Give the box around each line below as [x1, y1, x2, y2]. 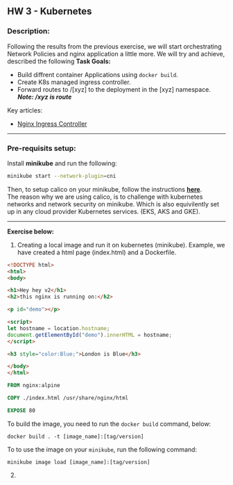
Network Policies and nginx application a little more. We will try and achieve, [7, 49, 225, 58]
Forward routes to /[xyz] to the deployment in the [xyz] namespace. [17, 85, 212, 93]
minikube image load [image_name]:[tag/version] [7, 459, 150, 466]
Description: [7, 26, 50, 36]
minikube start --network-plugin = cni [7, 172, 116, 179]
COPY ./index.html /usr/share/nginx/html [7, 395, 129, 402]
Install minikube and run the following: [7, 159, 117, 167]
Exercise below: [7, 227, 54, 236]
